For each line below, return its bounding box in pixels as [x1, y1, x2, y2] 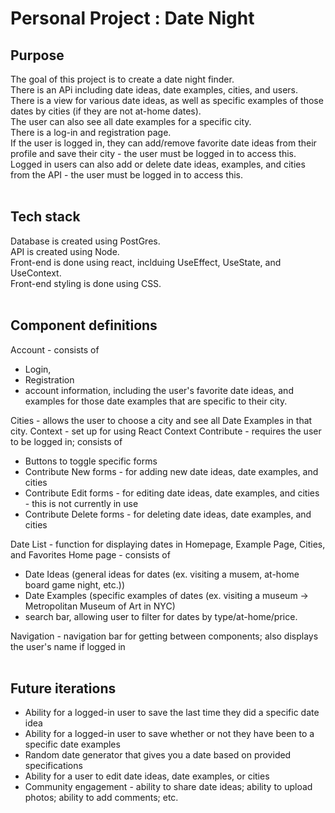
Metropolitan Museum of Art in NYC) [24, 600, 176, 612]
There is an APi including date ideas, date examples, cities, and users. [10, 84, 299, 96]
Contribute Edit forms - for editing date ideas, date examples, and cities [24, 487, 320, 499]
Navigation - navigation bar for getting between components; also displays [10, 630, 319, 642]
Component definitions [10, 317, 158, 334]
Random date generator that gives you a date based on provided [24, 749, 292, 761]
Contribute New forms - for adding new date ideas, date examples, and [24, 465, 319, 477]
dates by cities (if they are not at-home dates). [10, 105, 202, 117]
